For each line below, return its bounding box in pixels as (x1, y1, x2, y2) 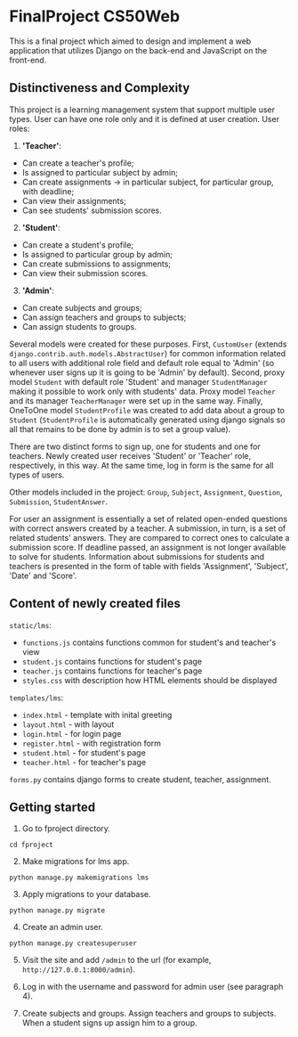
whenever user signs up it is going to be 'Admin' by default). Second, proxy (9, 367, 286, 378)
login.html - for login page (21, 728, 122, 739)
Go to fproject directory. (21, 823, 111, 834)
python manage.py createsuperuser (9, 939, 138, 948)
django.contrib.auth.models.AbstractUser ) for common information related (9, 347, 286, 358)
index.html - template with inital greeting (21, 709, 173, 720)
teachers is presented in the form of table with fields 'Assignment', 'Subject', (9, 560, 289, 571)
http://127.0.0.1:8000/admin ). (21, 964, 136, 975)
